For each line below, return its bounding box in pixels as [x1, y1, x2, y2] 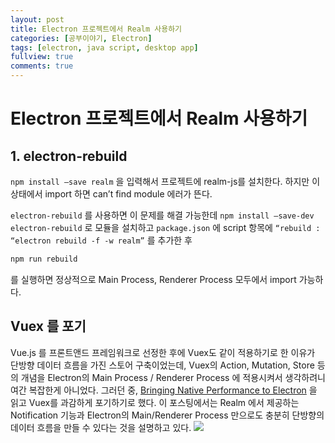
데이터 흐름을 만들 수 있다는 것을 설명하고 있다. [10, 421, 192, 433]
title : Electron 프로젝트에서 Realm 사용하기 [10, 24, 183, 34]
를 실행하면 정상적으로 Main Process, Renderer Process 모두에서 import [10, 273, 297, 285]
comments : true [10, 61, 74, 71]
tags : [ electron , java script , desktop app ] [10, 42, 199, 53]
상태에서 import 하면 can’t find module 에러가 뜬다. [10, 188, 213, 200]
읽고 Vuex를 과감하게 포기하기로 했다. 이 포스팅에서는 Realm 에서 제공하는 [10, 396, 300, 408]
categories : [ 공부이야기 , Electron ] [10, 33, 153, 43]
